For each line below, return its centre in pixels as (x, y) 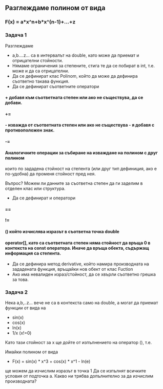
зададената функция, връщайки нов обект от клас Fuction (72, 269)
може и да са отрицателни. (41, 71)
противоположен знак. (30, 130)
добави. (14, 103)
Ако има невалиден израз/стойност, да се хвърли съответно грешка (84, 274)
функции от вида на (26, 308)
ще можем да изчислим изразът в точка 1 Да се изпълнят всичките (76, 371)
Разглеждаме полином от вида (55, 8)
